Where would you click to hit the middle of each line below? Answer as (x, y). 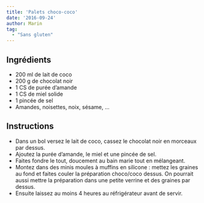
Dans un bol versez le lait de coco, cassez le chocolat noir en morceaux (106, 141)
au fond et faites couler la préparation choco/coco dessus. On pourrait (104, 174)
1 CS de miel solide (39, 94)
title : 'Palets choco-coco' (42, 12)
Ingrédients (29, 60)
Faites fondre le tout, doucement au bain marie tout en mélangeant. (100, 161)
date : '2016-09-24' (31, 18)
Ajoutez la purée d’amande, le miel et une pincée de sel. (86, 154)
